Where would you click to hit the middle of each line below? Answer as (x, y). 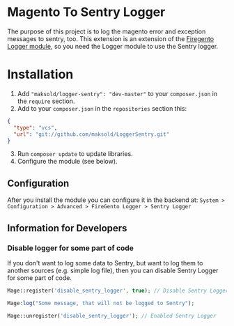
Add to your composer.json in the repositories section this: (102, 108)
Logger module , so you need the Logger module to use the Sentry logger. (113, 46)
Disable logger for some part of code (71, 248)
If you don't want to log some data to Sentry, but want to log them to (105, 263)
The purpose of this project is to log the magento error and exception (107, 31)
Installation (40, 75)
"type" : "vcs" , (36, 127)
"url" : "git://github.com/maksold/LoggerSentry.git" (92, 134)
